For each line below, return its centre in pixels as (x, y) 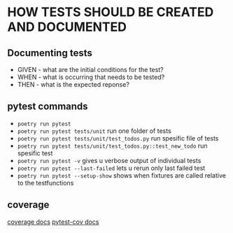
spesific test (35, 153)
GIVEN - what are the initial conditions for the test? (90, 70)
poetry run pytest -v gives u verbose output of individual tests (109, 160)
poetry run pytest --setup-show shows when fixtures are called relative (121, 175)
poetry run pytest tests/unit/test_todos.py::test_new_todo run (112, 146)
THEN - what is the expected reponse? (73, 84)
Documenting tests (50, 53)
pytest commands (48, 107)
